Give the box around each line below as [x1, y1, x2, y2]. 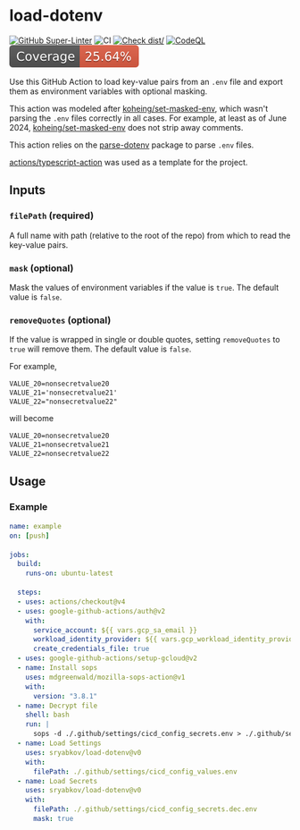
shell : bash [25, 710, 70, 720]
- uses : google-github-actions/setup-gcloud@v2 [17, 654, 198, 663]
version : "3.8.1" [32, 691, 98, 700]
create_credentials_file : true [32, 645, 150, 654]
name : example [9, 521, 62, 530]
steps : [17, 588, 42, 597]
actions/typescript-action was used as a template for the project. [9, 157, 248, 167]
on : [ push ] [9, 531, 50, 540]
